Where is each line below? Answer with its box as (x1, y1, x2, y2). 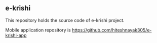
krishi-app (5, 32, 27, 38)
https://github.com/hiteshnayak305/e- (71, 27, 152, 33)
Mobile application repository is (5, 27, 71, 33)
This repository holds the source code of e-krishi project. (5, 17, 125, 23)
